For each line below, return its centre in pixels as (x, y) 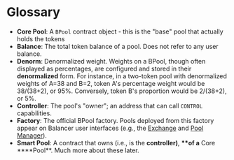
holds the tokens (41, 38)
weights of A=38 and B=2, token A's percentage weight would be (111, 83)
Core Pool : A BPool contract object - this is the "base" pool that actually (120, 31)
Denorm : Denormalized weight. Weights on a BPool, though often (111, 61)
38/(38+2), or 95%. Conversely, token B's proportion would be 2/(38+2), (122, 91)
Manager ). (32, 135)
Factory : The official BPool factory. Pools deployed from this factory (115, 120)
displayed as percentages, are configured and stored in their (104, 68)
